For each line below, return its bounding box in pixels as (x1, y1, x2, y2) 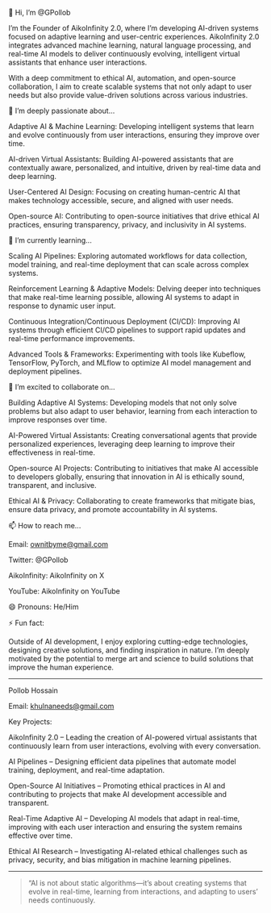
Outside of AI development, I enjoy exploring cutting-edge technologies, (8, 637, 248, 646)
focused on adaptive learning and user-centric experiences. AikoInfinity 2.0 (8, 32, 260, 41)
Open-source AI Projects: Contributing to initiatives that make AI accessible (8, 464, 259, 473)
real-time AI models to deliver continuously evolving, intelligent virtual (8, 49, 240, 58)
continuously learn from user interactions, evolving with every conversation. (8, 741, 261, 750)
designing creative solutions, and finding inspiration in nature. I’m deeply (8, 645, 250, 655)
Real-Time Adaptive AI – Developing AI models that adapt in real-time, (8, 814, 240, 823)
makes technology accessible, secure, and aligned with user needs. (8, 196, 234, 205)
